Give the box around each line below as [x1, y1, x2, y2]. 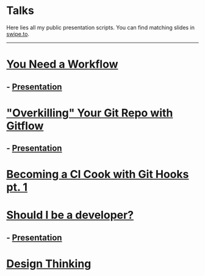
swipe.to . [6, 30, 29, 37]
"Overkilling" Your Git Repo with [6, 106, 173, 119]
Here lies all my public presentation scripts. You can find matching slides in [6, 24, 195, 31]
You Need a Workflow [6, 57, 118, 71]
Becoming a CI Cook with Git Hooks [6, 168, 189, 182]
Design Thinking [6, 257, 92, 271]
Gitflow [6, 119, 44, 133]
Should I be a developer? [6, 208, 134, 222]
